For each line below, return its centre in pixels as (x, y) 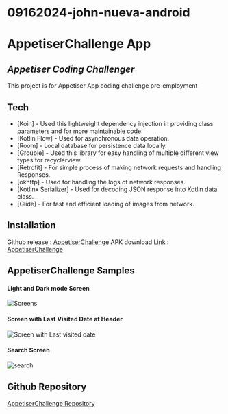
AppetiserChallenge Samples (71, 271)
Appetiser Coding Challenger (71, 69)
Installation (31, 225)
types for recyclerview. (49, 160)
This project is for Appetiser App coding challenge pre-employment (102, 86)
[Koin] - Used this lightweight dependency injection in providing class (115, 124)
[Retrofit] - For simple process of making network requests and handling (119, 167)
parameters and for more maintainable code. (80, 131)
